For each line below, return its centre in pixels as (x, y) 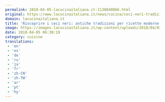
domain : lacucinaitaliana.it (35, 19)
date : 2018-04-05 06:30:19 (33, 32)
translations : (20, 42)
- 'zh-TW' (17, 78)
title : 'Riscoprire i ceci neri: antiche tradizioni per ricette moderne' (83, 23)
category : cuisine (24, 37)
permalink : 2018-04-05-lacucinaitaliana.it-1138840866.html (68, 10)
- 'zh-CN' (17, 74)
